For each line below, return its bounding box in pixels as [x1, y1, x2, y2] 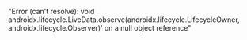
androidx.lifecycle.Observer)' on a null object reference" [8, 24, 192, 32]
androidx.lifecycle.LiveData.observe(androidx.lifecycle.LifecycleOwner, [8, 15, 240, 24]
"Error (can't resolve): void [8, 7, 95, 16]
